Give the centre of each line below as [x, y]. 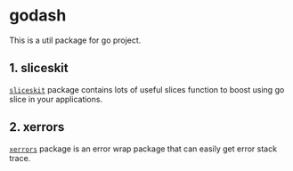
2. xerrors [37, 127]
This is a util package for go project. [75, 40]
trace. [20, 158]
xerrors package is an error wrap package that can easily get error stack [143, 149]
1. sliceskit [39, 68]
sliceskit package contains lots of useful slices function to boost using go [147, 89]
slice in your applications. [56, 99]
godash [38, 16]
